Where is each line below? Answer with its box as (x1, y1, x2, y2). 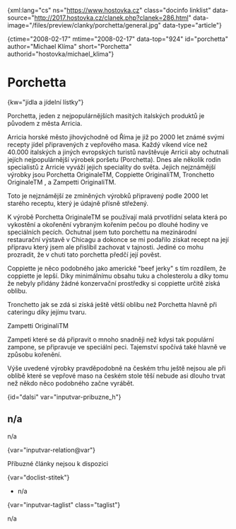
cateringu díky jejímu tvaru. (7, 308, 87, 316)
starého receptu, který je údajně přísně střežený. (7, 199, 149, 207)
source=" (7, 13, 35, 22)
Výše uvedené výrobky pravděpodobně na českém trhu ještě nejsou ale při (7, 364, 226, 372)
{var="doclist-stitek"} (7, 473, 70, 482)
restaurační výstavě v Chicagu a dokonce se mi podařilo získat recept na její (7, 235, 230, 243)
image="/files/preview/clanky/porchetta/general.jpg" (7, 21, 161, 29)
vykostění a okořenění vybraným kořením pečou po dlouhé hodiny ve (7, 220, 208, 228)
